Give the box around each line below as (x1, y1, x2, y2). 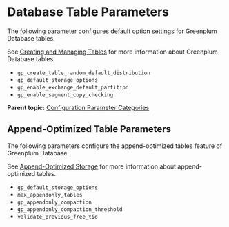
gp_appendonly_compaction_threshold (17, 206, 123, 213)
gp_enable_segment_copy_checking (17, 91, 114, 98)
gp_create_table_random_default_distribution (17, 69, 150, 76)
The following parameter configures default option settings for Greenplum (7, 27, 217, 35)
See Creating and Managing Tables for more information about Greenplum (7, 47, 219, 56)
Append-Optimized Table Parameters (7, 123, 171, 135)
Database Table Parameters (7, 4, 170, 20)
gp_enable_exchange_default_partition (17, 84, 129, 91)
